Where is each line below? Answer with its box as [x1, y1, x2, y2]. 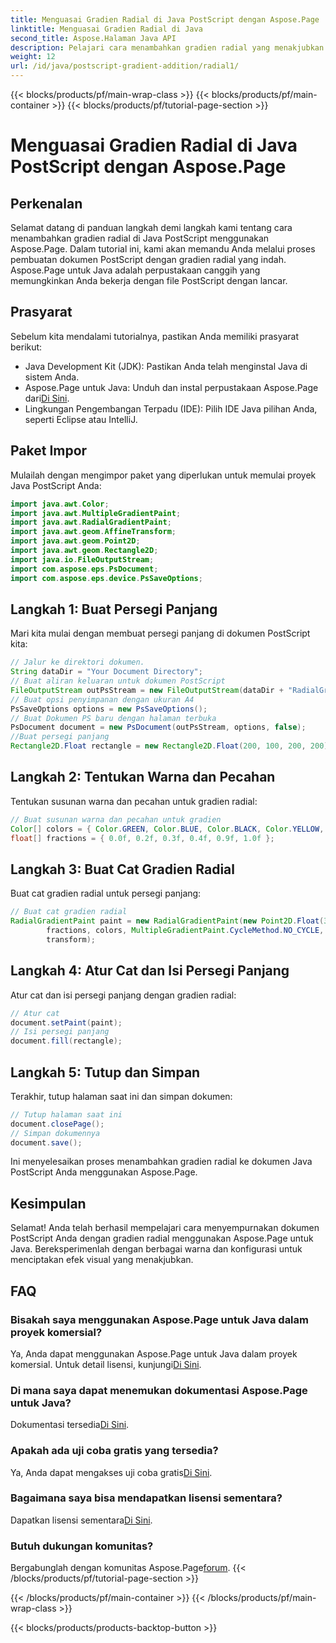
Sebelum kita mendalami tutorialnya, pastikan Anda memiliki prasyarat [10, 330, 300, 342]
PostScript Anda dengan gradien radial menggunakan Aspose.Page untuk [10, 1232, 314, 1245]
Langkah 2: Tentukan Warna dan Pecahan [10, 769, 276, 786]
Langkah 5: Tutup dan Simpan [10, 1064, 201, 1081]
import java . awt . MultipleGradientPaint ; [10, 508, 182, 518]
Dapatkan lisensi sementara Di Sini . [10, 1514, 153, 1526]
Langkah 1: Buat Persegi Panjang [10, 601, 218, 618]
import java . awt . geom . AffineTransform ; [10, 527, 177, 537]
